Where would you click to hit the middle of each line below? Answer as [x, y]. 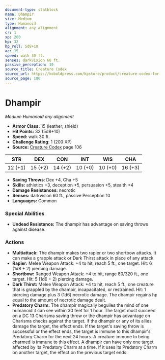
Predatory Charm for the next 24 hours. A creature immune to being [81, 337]
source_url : [17, 74]
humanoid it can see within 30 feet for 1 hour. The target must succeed [84, 311]
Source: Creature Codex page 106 [47, 147]
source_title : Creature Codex [36, 70]
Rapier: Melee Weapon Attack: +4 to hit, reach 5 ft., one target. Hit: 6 [82, 263]
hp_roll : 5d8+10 [22, 46]
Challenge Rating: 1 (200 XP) [42, 142]
